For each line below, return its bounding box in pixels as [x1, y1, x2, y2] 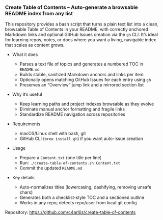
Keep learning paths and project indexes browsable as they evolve [19, 101, 154, 107]
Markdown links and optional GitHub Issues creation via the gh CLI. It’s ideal [5, 31, 158, 38]
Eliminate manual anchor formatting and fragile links [19, 106, 125, 112]
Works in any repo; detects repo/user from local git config [19, 200, 137, 206]
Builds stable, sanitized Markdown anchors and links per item [19, 72, 144, 78]
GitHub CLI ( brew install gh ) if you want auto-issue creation [19, 136, 143, 141]
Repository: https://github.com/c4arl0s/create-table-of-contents [5, 209, 136, 215]
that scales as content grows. [5, 42, 65, 48]
